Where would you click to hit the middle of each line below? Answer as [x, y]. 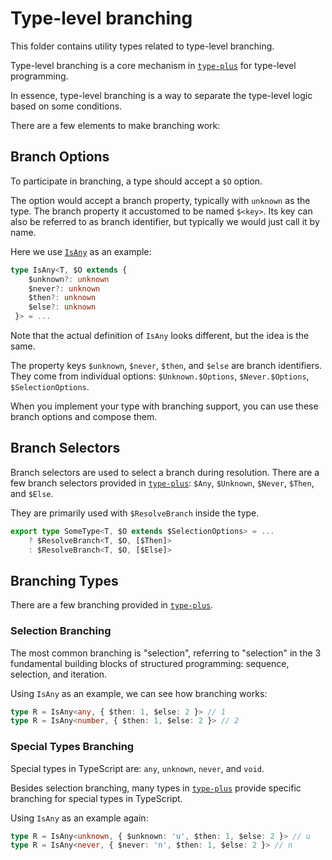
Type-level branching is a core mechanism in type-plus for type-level [153, 65]
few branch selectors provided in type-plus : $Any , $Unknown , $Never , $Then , [162, 483]
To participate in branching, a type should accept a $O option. [136, 181]
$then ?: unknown [62, 298]
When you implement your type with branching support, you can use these [164, 406]
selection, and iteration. [59, 674]
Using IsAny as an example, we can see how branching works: [139, 693]
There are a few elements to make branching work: [115, 125]
